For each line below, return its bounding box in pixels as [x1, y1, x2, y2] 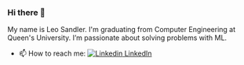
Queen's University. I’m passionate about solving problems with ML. [7, 33, 228, 42]
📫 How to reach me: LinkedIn [18, 49, 152, 58]
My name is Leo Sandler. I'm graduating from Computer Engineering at [7, 25, 236, 34]
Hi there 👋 [7, 7, 46, 18]
